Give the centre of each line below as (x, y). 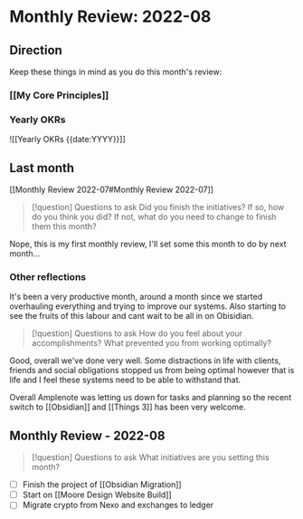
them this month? (64, 226)
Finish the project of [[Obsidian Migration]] (102, 485)
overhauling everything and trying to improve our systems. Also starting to (148, 306)
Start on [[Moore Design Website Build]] (97, 495)
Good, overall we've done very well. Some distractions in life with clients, (145, 360)
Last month (42, 168)
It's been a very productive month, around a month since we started (136, 297)
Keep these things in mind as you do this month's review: (116, 72)
